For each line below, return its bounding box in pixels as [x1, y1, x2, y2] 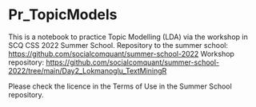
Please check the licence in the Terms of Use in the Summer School [8, 81, 232, 91]
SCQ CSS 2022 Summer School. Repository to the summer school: [8, 40, 228, 50]
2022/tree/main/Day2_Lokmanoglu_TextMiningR [8, 65, 167, 75]
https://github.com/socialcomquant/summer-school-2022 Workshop [8, 49, 234, 58]
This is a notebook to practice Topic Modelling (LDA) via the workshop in [8, 32, 248, 42]
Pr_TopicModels [8, 6, 118, 24]
